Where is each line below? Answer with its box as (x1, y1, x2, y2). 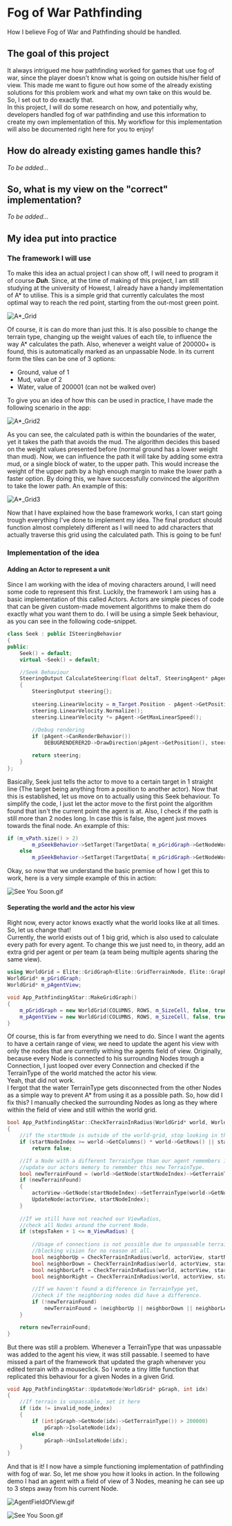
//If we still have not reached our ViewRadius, (19, 1215, 162, 1222)
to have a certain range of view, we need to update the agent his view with (7, 1040, 219, 1048)
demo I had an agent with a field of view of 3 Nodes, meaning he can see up (7, 1477, 224, 1485)
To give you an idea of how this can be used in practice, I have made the (7, 396, 213, 405)
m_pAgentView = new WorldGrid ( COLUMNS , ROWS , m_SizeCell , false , (19, 1013, 212, 1020)
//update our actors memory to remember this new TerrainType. (19, 1164, 206, 1170)
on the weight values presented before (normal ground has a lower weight (7, 445, 218, 454)
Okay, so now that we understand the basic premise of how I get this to (7, 867, 210, 875)
